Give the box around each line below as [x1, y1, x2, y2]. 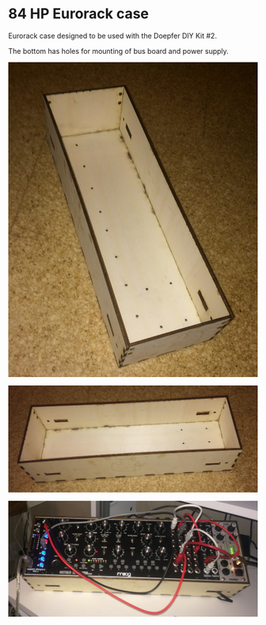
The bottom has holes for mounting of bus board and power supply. [8, 46, 230, 55]
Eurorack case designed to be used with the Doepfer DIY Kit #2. [8, 31, 218, 40]
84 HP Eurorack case [8, 5, 149, 23]
